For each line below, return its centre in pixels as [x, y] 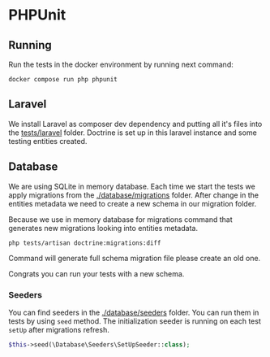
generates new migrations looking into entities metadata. [103, 228]
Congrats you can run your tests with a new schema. [96, 273]
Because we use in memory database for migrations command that [120, 219]
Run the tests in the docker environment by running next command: [121, 64]
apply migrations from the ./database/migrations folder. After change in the [134, 195]
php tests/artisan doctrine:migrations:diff [85, 243]
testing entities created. [48, 141]
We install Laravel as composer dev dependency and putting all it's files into [135, 124]
